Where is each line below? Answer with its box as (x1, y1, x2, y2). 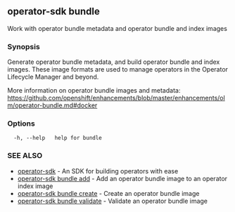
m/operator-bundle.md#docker (7, 101, 98, 110)
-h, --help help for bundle (13, 135, 102, 142)
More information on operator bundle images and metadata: (7, 86, 181, 95)
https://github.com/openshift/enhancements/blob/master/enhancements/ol (7, 94, 225, 102)
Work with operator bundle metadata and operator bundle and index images (7, 24, 227, 32)
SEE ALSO (7, 151, 43, 161)
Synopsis (7, 41, 40, 51)
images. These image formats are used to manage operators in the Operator (7, 65, 229, 74)
